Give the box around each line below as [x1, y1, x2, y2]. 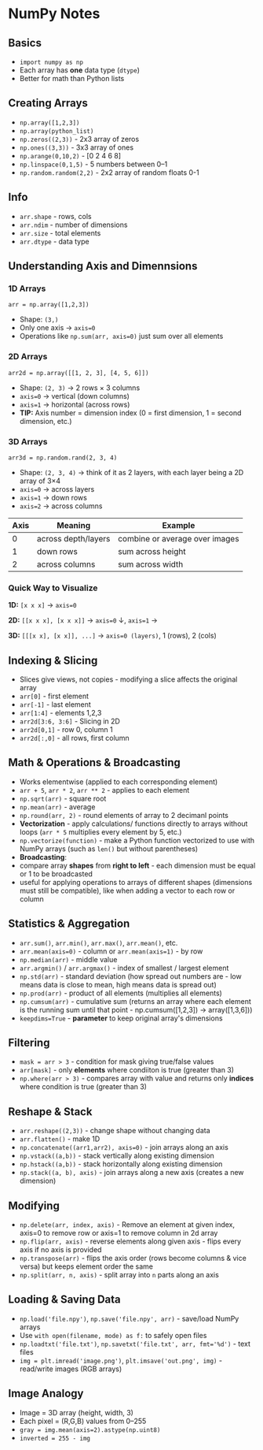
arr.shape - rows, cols [19, 211, 92, 221]
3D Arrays [8, 436, 48, 447]
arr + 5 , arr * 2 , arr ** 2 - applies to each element [19, 785, 190, 794]
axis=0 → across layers [19, 484, 95, 493]
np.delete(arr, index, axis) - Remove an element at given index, [19, 1220, 236, 1229]
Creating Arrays [8, 96, 89, 110]
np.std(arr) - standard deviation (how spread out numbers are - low [19, 971, 242, 981]
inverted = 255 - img [19, 1434, 90, 1442]
